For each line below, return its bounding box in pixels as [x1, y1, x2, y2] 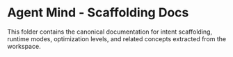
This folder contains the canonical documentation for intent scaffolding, [7, 27, 213, 36]
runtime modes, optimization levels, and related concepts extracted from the [7, 34, 227, 43]
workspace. [7, 42, 41, 50]
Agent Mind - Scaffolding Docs [7, 5, 189, 21]
